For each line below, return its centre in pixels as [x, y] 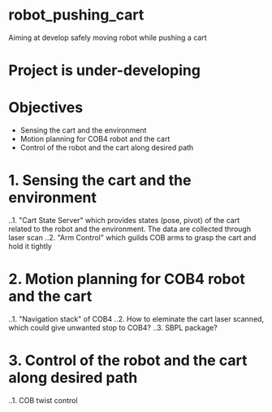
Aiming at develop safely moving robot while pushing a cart [108, 37]
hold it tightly [30, 246]
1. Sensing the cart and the [100, 180]
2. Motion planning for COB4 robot [127, 279]
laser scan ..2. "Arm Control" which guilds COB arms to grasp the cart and [132, 237]
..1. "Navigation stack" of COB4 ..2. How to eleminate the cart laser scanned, [136, 318]
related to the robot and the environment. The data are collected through [130, 229]
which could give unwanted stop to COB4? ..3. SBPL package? [113, 327]
